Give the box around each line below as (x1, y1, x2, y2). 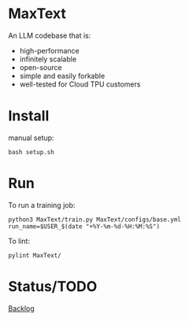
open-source (19, 62, 62, 72)
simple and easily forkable (19, 71, 106, 80)
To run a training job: (8, 200, 76, 209)
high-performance (19, 46, 80, 55)
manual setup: (8, 133, 54, 142)
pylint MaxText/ (8, 251, 61, 260)
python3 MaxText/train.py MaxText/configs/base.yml (8, 216, 181, 223)
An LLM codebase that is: (8, 31, 91, 40)
